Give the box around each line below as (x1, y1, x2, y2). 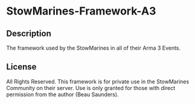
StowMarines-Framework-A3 (6, 4, 156, 18)
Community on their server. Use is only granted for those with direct (6, 84, 176, 91)
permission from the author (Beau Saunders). (6, 91, 119, 98)
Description (6, 28, 51, 39)
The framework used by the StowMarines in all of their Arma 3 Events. (6, 44, 181, 51)
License (6, 62, 37, 72)
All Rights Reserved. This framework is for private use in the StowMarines (6, 77, 190, 85)
